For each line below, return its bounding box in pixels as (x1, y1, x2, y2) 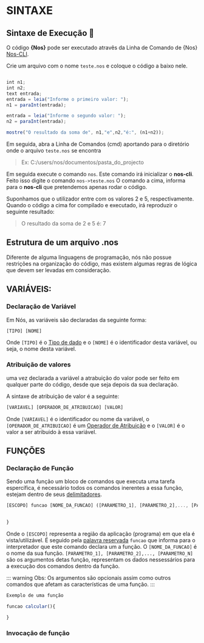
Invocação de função (6, 629, 70, 638)
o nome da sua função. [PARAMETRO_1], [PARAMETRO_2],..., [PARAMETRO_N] (6, 549, 193, 557)
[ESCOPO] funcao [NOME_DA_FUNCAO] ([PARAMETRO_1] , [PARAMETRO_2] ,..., (6, 503, 189, 509)
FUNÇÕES (6, 445, 46, 456)
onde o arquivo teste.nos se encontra (6, 147, 101, 154)
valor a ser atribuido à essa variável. (6, 428, 97, 435)
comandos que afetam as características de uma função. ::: (6, 580, 155, 588)
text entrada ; (6, 91, 42, 97)
